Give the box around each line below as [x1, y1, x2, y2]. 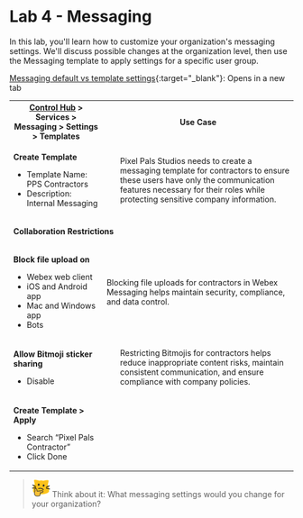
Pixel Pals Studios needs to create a [120, 155, 252, 166]
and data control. [106, 296, 170, 307]
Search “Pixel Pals [26, 432, 95, 442]
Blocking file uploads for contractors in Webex [106, 277, 278, 288]
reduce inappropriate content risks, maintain [120, 358, 284, 368]
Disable [26, 376, 55, 386]
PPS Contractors [26, 178, 88, 189]
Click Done [26, 450, 68, 461]
